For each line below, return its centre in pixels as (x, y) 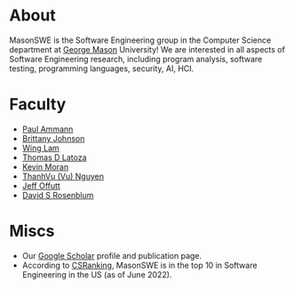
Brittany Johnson (53, 138)
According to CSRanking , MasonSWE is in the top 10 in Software (139, 265)
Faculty (38, 104)
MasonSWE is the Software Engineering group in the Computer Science (140, 40)
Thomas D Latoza (54, 157)
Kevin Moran (45, 166)
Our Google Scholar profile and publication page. (112, 255)
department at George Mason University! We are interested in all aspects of (147, 49)
